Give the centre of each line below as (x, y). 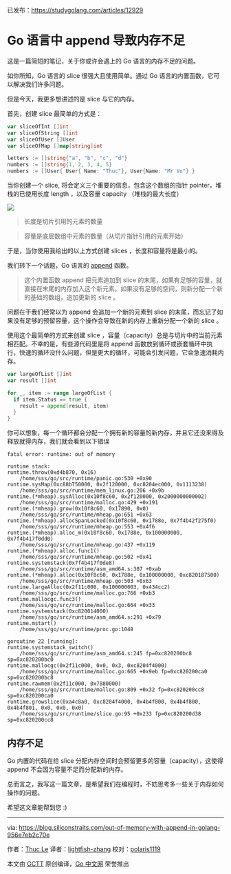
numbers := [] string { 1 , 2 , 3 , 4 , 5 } (59, 165)
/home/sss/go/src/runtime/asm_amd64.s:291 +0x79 (90, 617)
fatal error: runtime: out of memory (61, 455)
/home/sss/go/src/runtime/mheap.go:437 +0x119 (87, 545)
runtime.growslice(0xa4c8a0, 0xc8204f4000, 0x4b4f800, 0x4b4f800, (104, 702)
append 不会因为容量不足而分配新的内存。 (67, 769)
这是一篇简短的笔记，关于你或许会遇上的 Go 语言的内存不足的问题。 (103, 61)
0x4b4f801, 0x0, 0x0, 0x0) (46, 708)
